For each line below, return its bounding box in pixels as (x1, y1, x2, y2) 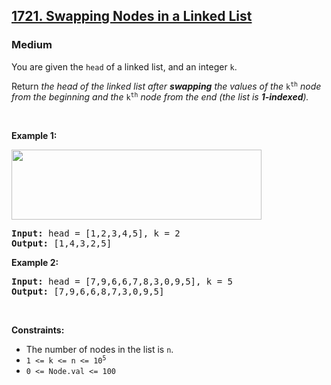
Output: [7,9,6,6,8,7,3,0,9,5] (11, 285, 165, 297)
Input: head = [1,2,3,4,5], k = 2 (11, 227, 181, 239)
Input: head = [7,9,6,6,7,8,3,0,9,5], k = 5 (11, 275, 234, 287)
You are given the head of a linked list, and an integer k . (11, 60, 238, 73)
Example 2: (11, 256, 59, 268)
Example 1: (11, 129, 58, 141)
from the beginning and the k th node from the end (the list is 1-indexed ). (11, 90, 309, 103)
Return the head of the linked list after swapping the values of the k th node (11, 80, 322, 92)
